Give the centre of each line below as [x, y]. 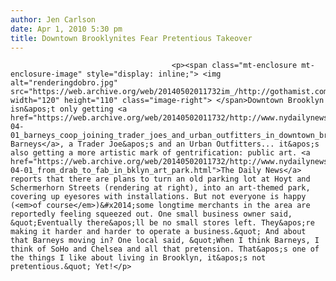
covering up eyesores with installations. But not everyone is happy [158, 197]
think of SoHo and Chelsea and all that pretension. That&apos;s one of [165, 249]
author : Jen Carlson [53, 19]
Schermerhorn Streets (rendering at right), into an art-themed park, [160, 188]
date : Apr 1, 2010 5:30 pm [66, 29]
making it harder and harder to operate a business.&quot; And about [158, 232]
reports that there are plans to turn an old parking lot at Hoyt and [160, 179]
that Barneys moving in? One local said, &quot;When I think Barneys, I [165, 241]
